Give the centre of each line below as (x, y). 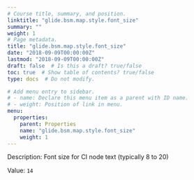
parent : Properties (48, 124)
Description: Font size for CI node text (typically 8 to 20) (88, 157)
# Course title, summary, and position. (67, 14)
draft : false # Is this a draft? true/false (74, 66)
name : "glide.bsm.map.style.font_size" (78, 130)
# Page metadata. (32, 40)
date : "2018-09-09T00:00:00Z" (51, 53)
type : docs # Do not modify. (51, 79)
